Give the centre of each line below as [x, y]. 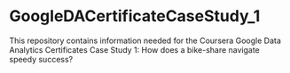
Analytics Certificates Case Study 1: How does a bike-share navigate [134, 49]
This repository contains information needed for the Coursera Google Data [145, 40]
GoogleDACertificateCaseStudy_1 [135, 16]
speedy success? [41, 59]
